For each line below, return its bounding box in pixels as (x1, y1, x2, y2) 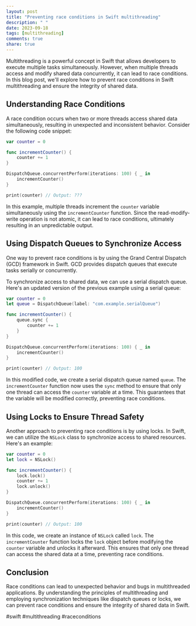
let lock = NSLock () (6, 456, 57, 462)
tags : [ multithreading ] (6, 31, 64, 36)
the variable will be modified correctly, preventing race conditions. (6, 395, 166, 402)
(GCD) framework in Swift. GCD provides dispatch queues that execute (6, 260, 177, 268)
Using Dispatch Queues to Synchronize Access (6, 239, 182, 249)
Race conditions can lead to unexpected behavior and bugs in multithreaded (6, 583, 190, 590)
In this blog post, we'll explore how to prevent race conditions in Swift (6, 76, 174, 83)
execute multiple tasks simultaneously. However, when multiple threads (6, 63, 178, 70)
